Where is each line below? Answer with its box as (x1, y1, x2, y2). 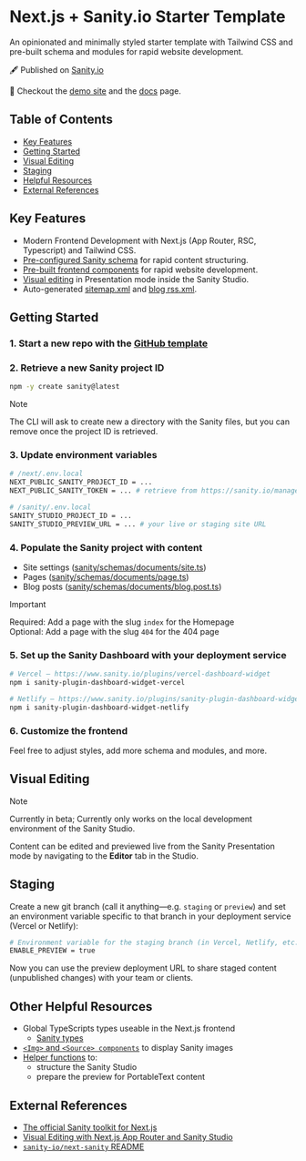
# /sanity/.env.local (9, 503, 92, 512)
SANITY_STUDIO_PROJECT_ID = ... (9, 511, 132, 520)
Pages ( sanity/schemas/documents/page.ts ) (22, 571, 189, 582)
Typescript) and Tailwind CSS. (22, 244, 137, 256)
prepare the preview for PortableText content (36, 1072, 206, 1083)
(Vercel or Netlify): (9, 920, 79, 931)
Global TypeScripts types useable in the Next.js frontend (22, 1023, 236, 1034)
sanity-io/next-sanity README (22, 1141, 145, 1152)
